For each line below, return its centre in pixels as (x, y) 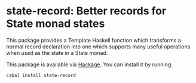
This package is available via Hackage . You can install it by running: (90, 64)
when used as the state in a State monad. (57, 53)
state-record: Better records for (86, 11)
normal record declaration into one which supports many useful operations (98, 47)
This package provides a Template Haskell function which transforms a (94, 40)
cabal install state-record (41, 75)
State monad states (56, 24)
